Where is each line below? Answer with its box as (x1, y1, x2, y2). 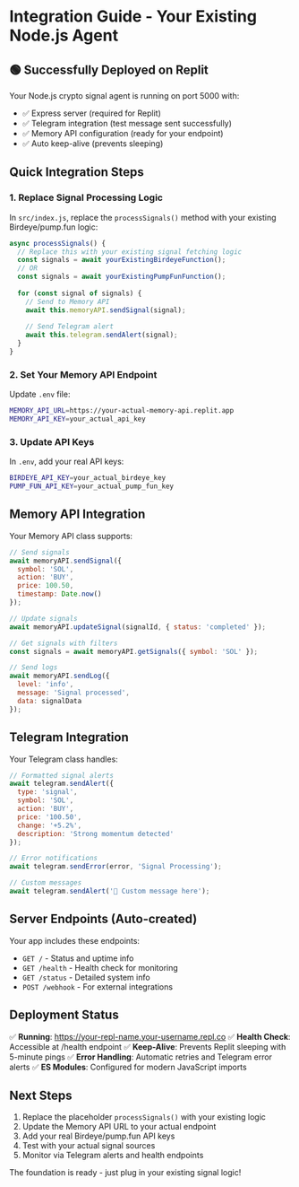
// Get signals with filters (9, 639, 118, 648)
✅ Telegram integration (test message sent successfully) (21, 118, 233, 128)
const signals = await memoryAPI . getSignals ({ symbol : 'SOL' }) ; (9, 647, 258, 656)
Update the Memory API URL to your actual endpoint (21, 1122, 217, 1132)
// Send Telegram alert (25, 322, 115, 331)
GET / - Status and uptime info (21, 953, 134, 964)
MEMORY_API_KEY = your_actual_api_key (9, 415, 146, 423)
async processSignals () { (9, 239, 106, 248)
